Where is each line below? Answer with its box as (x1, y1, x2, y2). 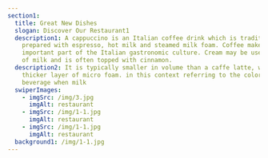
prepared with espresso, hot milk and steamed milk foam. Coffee (22, 41, 245, 49)
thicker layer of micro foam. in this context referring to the (22, 71, 241, 79)
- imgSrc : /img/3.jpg (22, 93, 94, 101)
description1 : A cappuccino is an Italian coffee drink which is (14, 34, 238, 42)
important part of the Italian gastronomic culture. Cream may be (22, 49, 248, 57)
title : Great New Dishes (14, 19, 98, 27)
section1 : (7, 11, 41, 20)
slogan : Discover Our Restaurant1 (14, 26, 130, 34)
